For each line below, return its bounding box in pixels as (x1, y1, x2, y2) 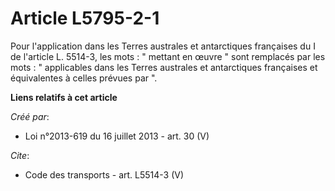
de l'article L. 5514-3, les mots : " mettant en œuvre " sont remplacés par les (10, 50, 326, 62)
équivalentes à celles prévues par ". (10, 72, 158, 84)
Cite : (10, 149, 30, 161)
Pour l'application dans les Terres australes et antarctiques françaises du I (10, 40, 316, 52)
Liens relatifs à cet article (10, 91, 118, 103)
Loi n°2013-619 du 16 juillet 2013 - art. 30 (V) (24, 130, 210, 142)
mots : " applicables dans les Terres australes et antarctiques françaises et (10, 61, 318, 73)
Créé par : (10, 110, 50, 122)
